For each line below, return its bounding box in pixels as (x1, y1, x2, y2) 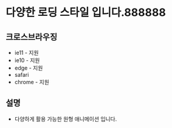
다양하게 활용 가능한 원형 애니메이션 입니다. (14, 115, 117, 123)
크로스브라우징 (5, 32, 58, 42)
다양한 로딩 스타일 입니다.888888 (5, 5, 167, 20)
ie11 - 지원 (14, 49, 39, 56)
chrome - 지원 (14, 79, 50, 85)
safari (14, 71, 29, 78)
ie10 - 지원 (14, 57, 40, 64)
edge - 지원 (14, 65, 43, 71)
